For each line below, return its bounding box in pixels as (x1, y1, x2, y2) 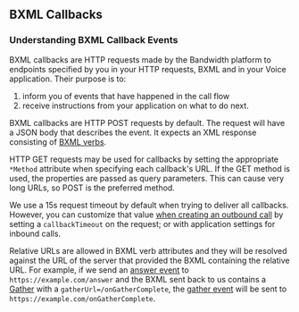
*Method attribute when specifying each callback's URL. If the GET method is (9, 163, 291, 173)
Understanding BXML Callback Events (9, 34, 179, 46)
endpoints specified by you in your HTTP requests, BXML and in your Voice (9, 63, 287, 74)
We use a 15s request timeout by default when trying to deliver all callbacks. (9, 199, 289, 210)
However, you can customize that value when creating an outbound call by (9, 209, 284, 220)
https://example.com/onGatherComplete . (9, 292, 156, 303)
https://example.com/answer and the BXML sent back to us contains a (9, 274, 266, 284)
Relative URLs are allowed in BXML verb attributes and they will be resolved (9, 245, 287, 256)
